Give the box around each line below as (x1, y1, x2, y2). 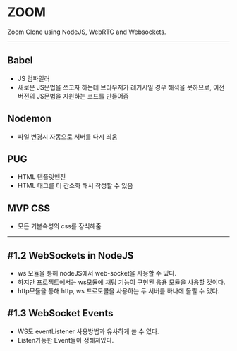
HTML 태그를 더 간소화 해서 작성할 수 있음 (17, 181, 133, 190)
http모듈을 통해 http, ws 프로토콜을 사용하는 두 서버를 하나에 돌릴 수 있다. (17, 287, 220, 295)
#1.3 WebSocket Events (7, 307, 114, 319)
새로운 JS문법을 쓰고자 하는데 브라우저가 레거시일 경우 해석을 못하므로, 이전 (17, 82, 225, 92)
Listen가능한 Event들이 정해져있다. (17, 335, 114, 344)
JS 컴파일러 (17, 74, 51, 82)
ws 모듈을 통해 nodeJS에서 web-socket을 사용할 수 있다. (17, 269, 177, 277)
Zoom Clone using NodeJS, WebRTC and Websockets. (7, 27, 166, 36)
